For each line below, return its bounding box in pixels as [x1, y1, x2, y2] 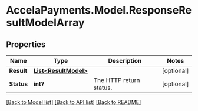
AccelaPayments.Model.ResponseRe [6, 4, 192, 17]
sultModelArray [6, 16, 85, 29]
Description [108, 57, 142, 65]
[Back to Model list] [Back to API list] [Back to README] [6, 99, 141, 106]
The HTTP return [93, 76, 140, 84]
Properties [6, 39, 46, 49]
